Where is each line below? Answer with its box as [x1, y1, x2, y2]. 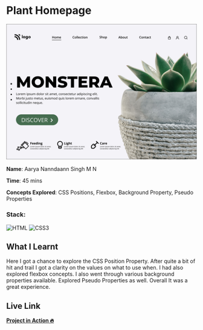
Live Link [6, 300, 41, 311]
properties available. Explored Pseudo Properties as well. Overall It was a [6, 277, 188, 284]
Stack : [6, 210, 26, 219]
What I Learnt [6, 241, 59, 251]
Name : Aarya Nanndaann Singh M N [6, 166, 97, 173]
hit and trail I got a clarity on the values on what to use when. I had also [6, 264, 184, 271]
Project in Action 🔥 [6, 317, 54, 324]
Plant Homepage [6, 4, 92, 18]
